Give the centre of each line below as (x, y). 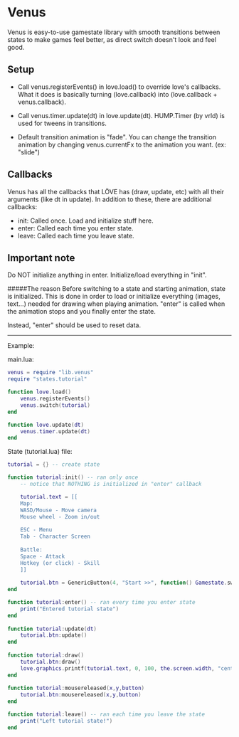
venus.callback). (42, 102)
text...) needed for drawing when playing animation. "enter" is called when (116, 304)
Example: (21, 346)
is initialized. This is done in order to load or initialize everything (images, (114, 297)
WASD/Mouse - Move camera (59, 510)
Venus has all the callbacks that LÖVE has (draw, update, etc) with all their (116, 191)
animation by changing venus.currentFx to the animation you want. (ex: (122, 144)
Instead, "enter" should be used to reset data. (74, 325)
